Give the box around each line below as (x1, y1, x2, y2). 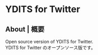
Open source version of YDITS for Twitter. (5, 39, 93, 44)
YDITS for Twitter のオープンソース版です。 (5, 44, 96, 50)
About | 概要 (5, 25, 45, 33)
